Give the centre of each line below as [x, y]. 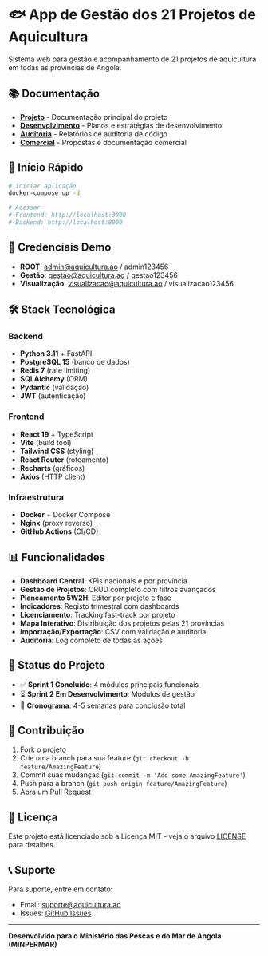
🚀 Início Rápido [46, 168]
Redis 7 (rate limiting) [55, 370]
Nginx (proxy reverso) [56, 523]
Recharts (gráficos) [52, 468]
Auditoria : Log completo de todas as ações [91, 640]
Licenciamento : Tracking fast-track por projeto [97, 614]
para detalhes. [32, 845]
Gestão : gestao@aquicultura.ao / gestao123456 [99, 275]
